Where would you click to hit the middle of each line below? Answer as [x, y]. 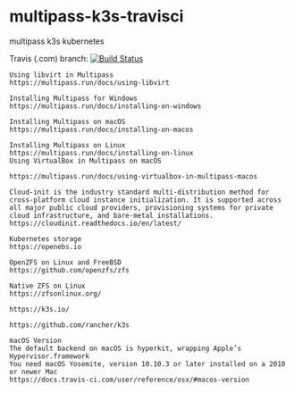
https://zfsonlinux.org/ [55, 293]
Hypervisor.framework [50, 356]
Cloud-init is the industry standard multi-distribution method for [139, 192]
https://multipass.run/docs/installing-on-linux [101, 153]
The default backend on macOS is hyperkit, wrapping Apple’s [126, 348]
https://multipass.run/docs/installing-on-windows [105, 106]
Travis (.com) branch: [49, 58]
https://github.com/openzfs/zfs [69, 270]
